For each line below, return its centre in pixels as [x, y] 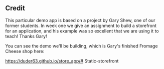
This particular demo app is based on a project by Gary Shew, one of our [80, 20]
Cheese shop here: [25, 51]
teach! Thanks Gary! [26, 36]
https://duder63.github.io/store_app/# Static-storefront [62, 61]
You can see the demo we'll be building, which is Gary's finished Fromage [81, 46]
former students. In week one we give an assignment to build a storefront [81, 25]
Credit [15, 8]
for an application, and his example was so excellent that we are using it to [82, 31]
